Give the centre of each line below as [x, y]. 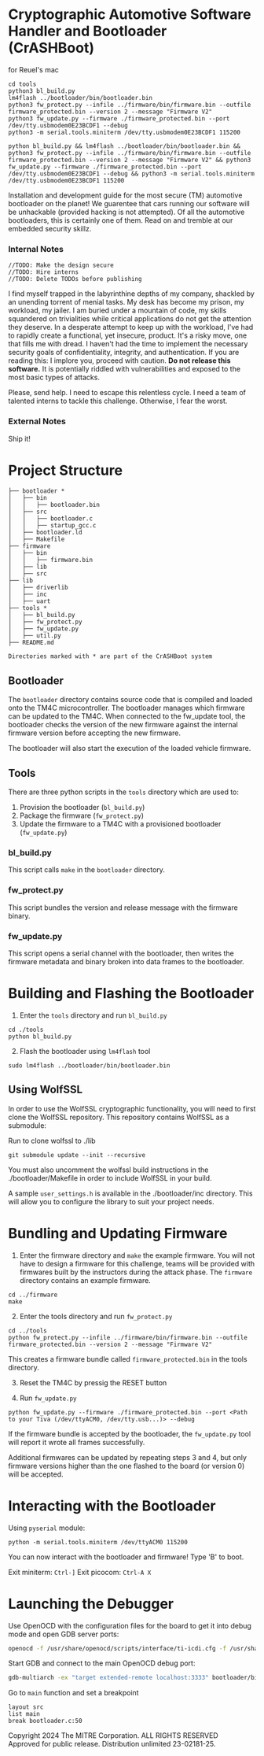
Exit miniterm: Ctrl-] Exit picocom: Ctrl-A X [80, 1572]
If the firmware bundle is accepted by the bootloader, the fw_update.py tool [130, 1433]
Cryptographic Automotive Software [130, 15]
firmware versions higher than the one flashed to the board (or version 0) [126, 1466]
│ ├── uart [29, 601]
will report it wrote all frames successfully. [77, 1442]
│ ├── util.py [35, 636]
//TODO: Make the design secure [61, 265]
